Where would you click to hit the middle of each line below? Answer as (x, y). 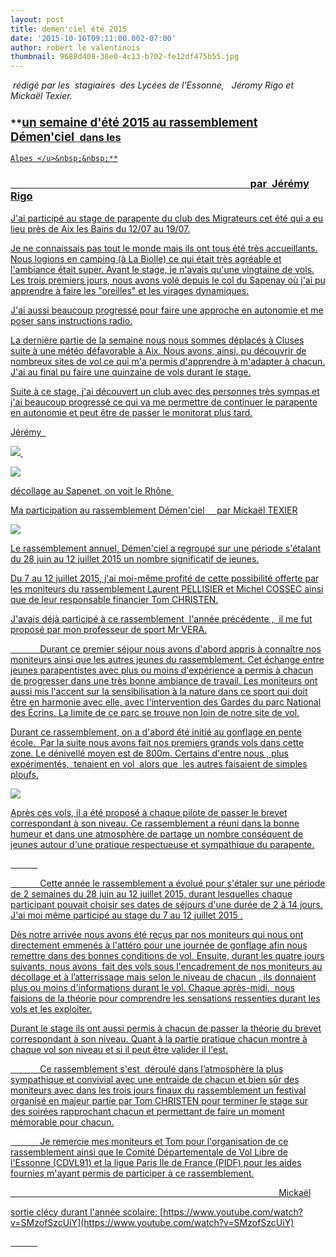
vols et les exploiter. (51, 1008)
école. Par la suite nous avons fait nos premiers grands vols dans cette (157, 742)
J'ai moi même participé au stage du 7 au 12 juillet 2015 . (126, 915)
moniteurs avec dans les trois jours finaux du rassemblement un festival (158, 1090)
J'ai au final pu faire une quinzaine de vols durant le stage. (131, 372)
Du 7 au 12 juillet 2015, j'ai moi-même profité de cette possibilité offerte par (165, 578)
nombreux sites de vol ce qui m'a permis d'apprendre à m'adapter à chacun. (168, 361)
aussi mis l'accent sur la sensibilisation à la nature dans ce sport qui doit (159, 691)
